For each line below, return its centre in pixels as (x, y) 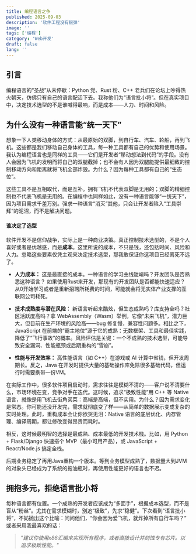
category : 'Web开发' (30, 39)
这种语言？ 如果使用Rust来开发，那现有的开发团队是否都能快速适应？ (102, 281)
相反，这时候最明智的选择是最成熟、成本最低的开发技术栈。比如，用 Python (97, 433)
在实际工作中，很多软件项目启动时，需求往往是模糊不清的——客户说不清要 (95, 385)
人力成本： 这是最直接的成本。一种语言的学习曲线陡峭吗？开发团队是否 (99, 274)
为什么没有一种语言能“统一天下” (64, 124)
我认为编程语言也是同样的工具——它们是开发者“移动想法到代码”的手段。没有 (98, 155)
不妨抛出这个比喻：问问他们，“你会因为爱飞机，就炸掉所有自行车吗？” (102, 518)
